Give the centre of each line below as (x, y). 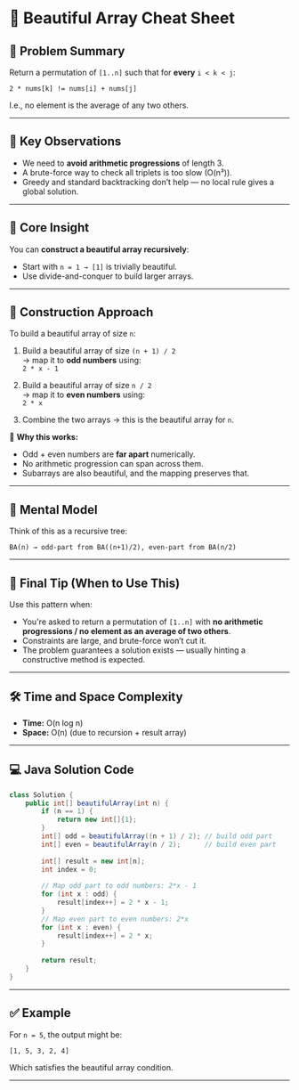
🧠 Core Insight (49, 228)
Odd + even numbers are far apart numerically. (109, 454)
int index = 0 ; (69, 869)
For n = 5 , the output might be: (66, 1034)
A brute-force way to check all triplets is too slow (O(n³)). (127, 172)
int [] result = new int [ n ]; (93, 861)
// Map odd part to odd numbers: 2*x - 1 (119, 886)
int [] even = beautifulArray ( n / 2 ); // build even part (159, 844)
